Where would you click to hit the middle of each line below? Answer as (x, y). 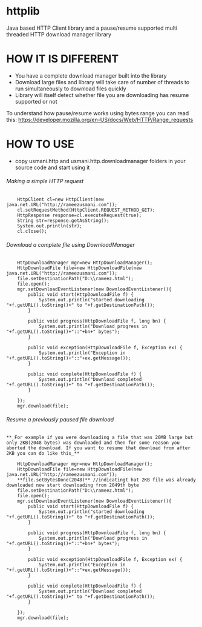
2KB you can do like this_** (43, 454)
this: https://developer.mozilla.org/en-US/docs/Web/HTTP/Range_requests (100, 119)
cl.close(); (32, 232)
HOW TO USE (40, 144)
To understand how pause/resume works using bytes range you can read (98, 113)
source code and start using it (52, 167)
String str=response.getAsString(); (64, 221)
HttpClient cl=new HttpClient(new (60, 199)
